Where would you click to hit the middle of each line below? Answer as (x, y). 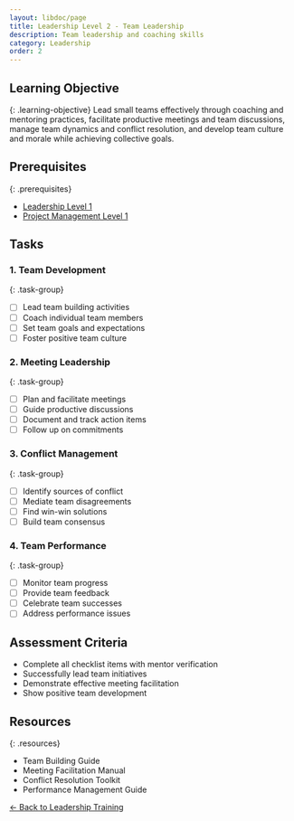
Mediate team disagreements (77, 501)
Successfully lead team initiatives (85, 674)
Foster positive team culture (75, 338)
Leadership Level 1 (57, 206)
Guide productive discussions (78, 410)
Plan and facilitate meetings (74, 399)
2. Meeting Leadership (60, 362)
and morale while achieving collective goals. (92, 138)
